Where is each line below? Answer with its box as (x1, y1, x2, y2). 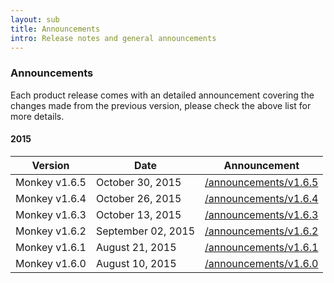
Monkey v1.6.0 (15, 256, 87, 270)
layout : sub (10, 14, 60, 25)
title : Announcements (10, 24, 101, 34)
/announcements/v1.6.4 (204, 191, 319, 205)
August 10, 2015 (95, 256, 177, 270)
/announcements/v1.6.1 (204, 240, 319, 254)
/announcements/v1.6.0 (204, 256, 319, 270)
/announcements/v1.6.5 (204, 175, 319, 189)
